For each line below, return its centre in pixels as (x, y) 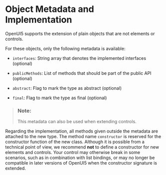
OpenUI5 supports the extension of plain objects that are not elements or (80, 33)
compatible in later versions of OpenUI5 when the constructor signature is (81, 163)
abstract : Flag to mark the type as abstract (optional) (67, 88)
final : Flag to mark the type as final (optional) (60, 98)
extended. (15, 169)
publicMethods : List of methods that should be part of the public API (82, 73)
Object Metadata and (50, 9)
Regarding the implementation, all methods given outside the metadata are (82, 131)
